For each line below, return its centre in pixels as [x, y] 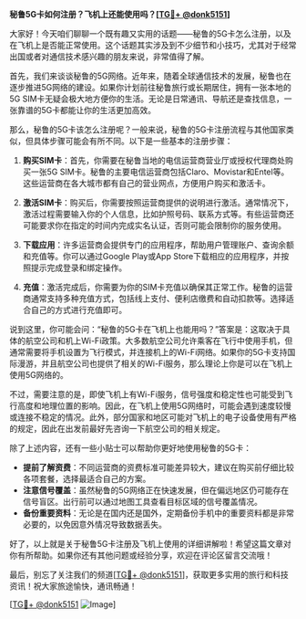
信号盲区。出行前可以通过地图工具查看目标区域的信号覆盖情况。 [142, 502]
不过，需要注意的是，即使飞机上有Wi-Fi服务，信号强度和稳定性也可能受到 [147, 394]
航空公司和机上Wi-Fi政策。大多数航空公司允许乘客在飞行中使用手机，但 [159, 341]
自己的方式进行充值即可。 [79, 310]
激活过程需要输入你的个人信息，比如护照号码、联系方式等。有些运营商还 [158, 214]
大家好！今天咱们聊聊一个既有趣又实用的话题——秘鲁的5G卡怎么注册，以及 [150, 34]
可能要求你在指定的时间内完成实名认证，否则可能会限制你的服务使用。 [154, 226]
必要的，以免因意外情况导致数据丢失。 [94, 525]
